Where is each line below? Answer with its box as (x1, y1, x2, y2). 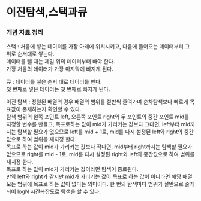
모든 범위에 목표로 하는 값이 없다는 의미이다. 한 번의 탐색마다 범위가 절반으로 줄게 (6, 181, 195, 188)
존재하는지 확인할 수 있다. (22, 106, 82, 113)
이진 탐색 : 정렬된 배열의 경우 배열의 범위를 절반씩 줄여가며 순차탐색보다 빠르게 (6, 98, 189, 105)
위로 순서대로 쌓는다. (6, 50, 55, 57)
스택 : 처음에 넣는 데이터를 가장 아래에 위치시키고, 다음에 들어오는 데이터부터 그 (6, 43, 190, 50)
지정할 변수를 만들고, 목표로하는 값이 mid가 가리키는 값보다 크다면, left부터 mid (6, 121, 191, 128)
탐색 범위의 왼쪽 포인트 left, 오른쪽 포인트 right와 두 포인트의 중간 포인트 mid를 (6, 113, 190, 120)
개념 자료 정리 (6, 28, 44, 36)
